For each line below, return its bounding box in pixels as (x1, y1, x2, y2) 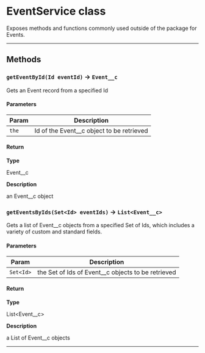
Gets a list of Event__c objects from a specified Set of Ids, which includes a (6, 222, 195, 229)
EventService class (6, 4, 106, 18)
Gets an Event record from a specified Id (6, 87, 109, 94)
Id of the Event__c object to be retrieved (34, 126, 148, 135)
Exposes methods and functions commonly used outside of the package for (6, 24, 197, 32)
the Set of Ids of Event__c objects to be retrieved (37, 267, 176, 276)
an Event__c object (6, 192, 54, 200)
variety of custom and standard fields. (6, 228, 103, 236)
